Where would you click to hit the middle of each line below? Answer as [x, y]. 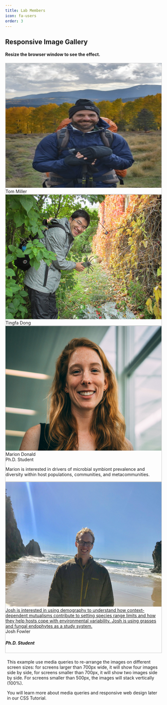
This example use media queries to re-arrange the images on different [79, 662]
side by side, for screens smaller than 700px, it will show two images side [82, 672]
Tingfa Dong [18, 323]
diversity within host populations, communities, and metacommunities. [78, 474]
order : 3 [14, 21]
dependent [17, 615]
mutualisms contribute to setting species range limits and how [92, 615]
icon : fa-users [21, 16]
